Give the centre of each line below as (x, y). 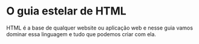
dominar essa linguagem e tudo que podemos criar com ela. (81, 34)
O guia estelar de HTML (67, 11)
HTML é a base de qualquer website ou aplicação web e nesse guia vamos (100, 28)
